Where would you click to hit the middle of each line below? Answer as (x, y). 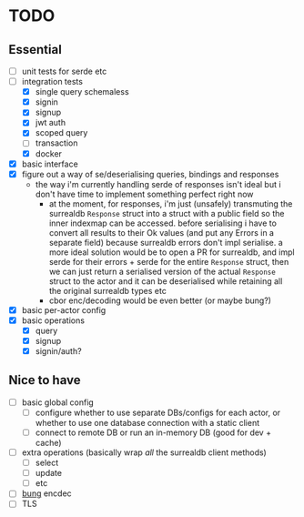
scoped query (61, 133)
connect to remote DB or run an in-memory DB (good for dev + (153, 432)
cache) (48, 443)
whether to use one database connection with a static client (147, 422)
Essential (35, 50)
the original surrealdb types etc (108, 290)
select (47, 463)
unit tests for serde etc (64, 71)
